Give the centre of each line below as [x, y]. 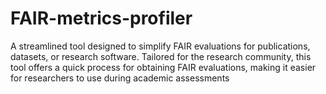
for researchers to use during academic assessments [120, 78]
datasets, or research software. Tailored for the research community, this [161, 56]
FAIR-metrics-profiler [101, 18]
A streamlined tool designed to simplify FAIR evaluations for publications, [160, 46]
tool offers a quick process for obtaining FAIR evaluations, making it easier [163, 67]
